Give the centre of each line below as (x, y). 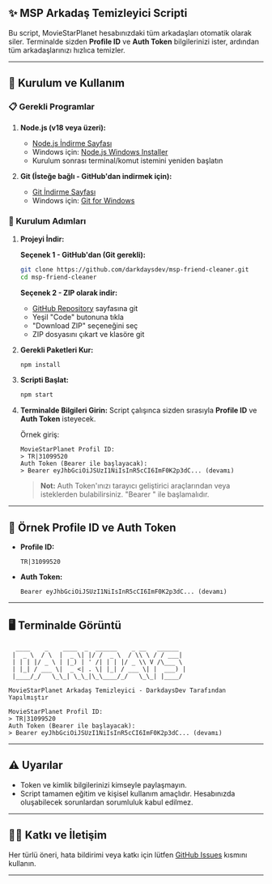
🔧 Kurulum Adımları (47, 221)
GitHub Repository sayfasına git (85, 308)
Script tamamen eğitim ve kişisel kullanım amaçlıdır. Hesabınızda (127, 793)
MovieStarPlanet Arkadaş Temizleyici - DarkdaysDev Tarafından (117, 690)
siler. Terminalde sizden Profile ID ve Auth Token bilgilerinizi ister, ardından (134, 41)
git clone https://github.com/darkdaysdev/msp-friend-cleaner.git (134, 269)
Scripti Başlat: (44, 380)
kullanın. (22, 863)
